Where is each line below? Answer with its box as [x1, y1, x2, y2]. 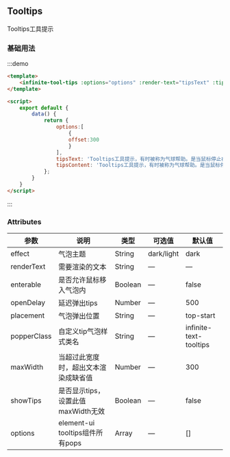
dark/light [148, 249, 179, 258]
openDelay [10, 298, 46, 308]
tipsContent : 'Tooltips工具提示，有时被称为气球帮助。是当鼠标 [55, 161, 220, 169]
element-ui [57, 419, 95, 428]
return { [43, 117, 69, 124]
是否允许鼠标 [57, 275, 100, 285]
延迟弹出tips [57, 298, 98, 308]
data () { [31, 111, 57, 118]
